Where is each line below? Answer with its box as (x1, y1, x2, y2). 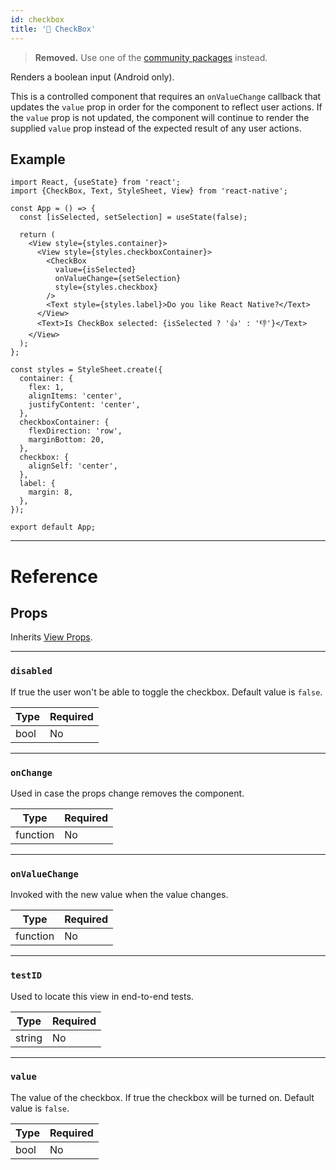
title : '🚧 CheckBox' (10, 24, 97, 34)
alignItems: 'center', (28, 391, 123, 401)
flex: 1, (28, 382, 65, 393)
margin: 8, (28, 487, 74, 498)
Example (10, 151, 66, 168)
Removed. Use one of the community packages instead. (34, 51, 268, 63)
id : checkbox (10, 14, 65, 25)
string (15, 1031, 43, 1045)
